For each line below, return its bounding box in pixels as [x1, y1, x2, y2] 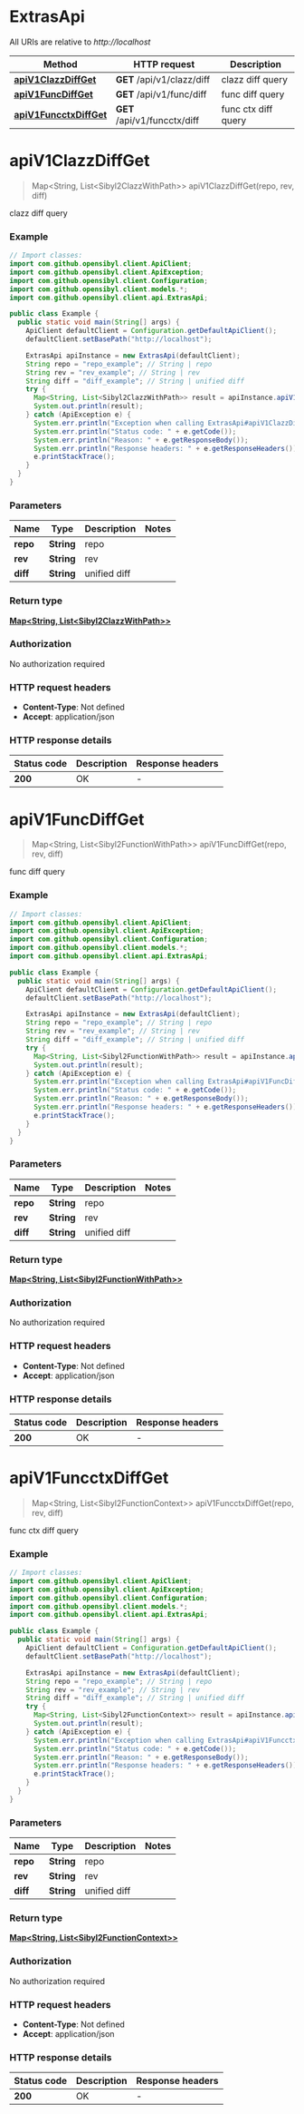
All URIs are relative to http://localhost [9, 36, 151, 47]
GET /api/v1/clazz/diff [116, 73, 211, 85]
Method [43, 57, 79, 70]
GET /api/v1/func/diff [116, 88, 207, 101]
